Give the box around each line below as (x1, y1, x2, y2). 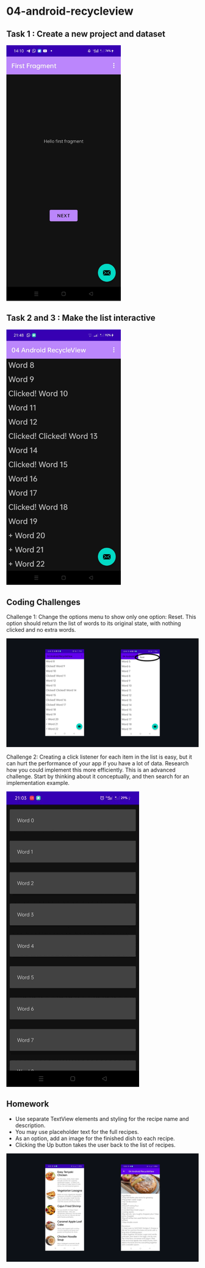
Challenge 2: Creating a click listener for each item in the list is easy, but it (6, 753, 192, 760)
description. (15, 1122, 46, 1129)
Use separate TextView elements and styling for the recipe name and (15, 1115, 189, 1122)
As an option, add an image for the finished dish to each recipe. (15, 1135, 175, 1142)
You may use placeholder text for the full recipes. (15, 1128, 139, 1135)
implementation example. (6, 779, 70, 786)
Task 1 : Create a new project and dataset (6, 29, 166, 39)
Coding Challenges (6, 597, 81, 607)
